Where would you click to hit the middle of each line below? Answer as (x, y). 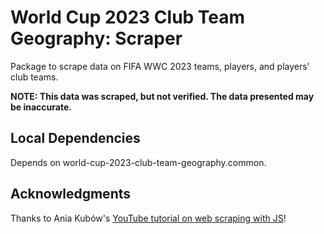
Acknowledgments (71, 194)
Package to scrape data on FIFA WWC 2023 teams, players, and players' (160, 66)
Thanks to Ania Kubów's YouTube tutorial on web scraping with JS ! (148, 218)
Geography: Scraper (96, 38)
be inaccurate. (41, 107)
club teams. (34, 77)
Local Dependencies (75, 138)
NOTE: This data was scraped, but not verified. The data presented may (162, 96)
